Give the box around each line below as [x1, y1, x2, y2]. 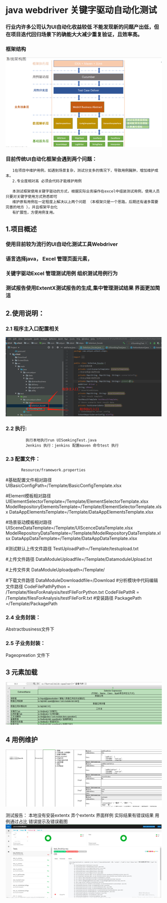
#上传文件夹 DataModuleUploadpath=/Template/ [5, 567, 105, 573]
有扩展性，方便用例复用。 [12, 210, 57, 215]
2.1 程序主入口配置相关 [5, 325, 59, 332]
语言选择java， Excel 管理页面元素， [5, 256, 93, 263]
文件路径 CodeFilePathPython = [5, 584, 70, 590]
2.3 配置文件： [5, 455, 41, 462]
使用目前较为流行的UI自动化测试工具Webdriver [5, 241, 118, 248]
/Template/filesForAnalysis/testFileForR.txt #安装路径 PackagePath [5, 595, 142, 601]
